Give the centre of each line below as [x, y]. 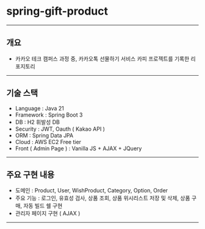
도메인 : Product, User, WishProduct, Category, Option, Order [92, 191]
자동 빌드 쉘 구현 [43, 206]
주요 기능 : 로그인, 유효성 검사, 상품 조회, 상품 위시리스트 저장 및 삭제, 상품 [103, 198]
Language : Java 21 [39, 108]
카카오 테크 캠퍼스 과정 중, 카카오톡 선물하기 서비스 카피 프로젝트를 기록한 [102, 59]
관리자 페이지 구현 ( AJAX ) [48, 213]
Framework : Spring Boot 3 [49, 115]
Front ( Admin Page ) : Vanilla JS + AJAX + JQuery [78, 148]
